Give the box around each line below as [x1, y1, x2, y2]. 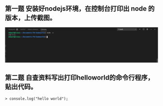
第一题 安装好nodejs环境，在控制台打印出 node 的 [5, 4, 155, 13]
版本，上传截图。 [5, 14, 56, 22]
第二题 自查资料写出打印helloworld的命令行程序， [5, 73, 154, 82]
